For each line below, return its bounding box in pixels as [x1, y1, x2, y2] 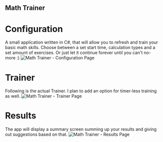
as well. [5, 93, 20, 99]
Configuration [5, 23, 63, 35]
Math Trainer [5, 4, 45, 12]
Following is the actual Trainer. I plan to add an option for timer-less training [5, 88, 157, 94]
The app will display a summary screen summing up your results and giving [5, 126, 157, 132]
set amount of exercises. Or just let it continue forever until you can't [5, 50, 143, 55]
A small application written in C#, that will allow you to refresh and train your [5, 39, 159, 45]
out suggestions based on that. [5, 131, 68, 138]
